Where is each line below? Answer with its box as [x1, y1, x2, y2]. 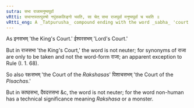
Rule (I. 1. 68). [6, 60, 39, 67]
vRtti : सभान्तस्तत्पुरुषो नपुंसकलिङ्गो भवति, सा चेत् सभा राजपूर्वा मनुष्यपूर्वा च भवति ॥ [6, 14, 160, 20]
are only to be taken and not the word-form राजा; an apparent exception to [6, 53, 182, 60]
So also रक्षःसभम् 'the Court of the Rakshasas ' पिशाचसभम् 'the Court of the [6, 71, 174, 78]
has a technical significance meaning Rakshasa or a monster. [6, 95, 154, 102]
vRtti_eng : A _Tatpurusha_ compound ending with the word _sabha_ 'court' [6, 19, 192, 25]
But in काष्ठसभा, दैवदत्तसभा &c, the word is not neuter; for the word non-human [6, 89, 184, 96]
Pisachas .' [6, 78, 31, 85]
